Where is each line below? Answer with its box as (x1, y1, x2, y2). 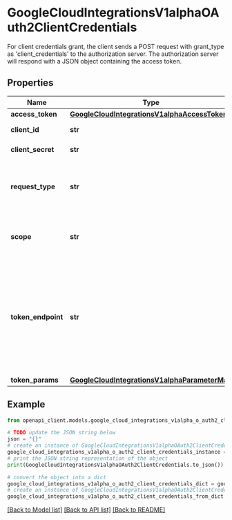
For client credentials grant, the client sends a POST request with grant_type (7, 42, 224, 50)
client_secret (10, 144, 55, 154)
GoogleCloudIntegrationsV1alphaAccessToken (70, 109, 228, 119)
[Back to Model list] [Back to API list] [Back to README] (7, 505, 166, 514)
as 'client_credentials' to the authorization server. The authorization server (7, 50, 219, 58)
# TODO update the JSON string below (7, 430, 116, 436)
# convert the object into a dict (7, 474, 107, 481)
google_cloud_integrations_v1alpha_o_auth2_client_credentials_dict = (7, 480, 215, 488)
